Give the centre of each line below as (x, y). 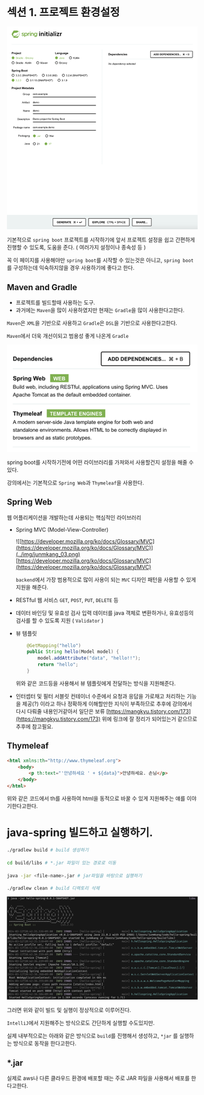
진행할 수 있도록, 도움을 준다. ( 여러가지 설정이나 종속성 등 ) (76, 247)
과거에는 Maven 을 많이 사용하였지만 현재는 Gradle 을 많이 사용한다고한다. (100, 310)
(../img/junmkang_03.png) (48, 554)
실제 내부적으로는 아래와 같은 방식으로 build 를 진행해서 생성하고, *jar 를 (92, 1036)
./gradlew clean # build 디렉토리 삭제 (53, 888)
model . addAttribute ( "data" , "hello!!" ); (89, 658)
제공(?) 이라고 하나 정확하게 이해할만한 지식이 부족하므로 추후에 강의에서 (107, 704)
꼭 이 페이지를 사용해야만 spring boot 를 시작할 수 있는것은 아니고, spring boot (100, 260)
